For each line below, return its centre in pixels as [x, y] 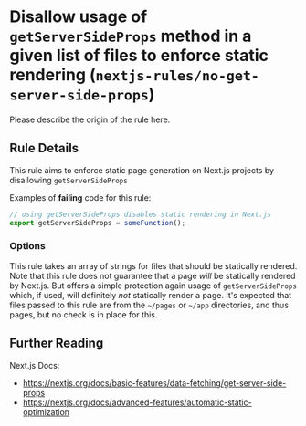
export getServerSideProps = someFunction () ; [97, 223]
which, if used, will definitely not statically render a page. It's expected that [151, 295]
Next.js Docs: [35, 365]
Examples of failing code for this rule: [80, 197]
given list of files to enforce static [139, 56]
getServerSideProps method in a [131, 36]
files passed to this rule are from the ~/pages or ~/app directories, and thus [149, 305]
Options [27, 246]
